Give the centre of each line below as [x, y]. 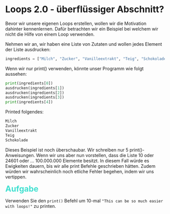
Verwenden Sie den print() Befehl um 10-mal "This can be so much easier [84, 201]
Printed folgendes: [25, 112]
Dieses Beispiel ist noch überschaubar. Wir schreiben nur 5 [67, 150]
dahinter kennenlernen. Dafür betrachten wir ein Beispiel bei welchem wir [82, 28]
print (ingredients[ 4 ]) [29, 102]
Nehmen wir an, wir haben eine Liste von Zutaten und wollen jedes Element [84, 44]
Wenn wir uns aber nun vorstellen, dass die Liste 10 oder [95, 155]
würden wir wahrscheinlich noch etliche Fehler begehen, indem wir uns [80, 171]
